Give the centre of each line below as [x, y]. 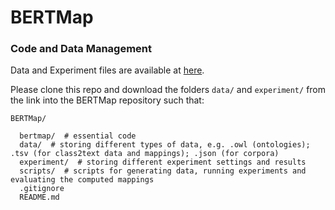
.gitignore [42, 189]
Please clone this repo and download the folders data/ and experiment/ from [168, 90]
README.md [39, 197]
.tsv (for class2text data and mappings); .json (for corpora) [145, 154]
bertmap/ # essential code [78, 136]
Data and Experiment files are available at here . [107, 70]
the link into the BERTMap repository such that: [107, 100]
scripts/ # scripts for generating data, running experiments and [163, 171]
